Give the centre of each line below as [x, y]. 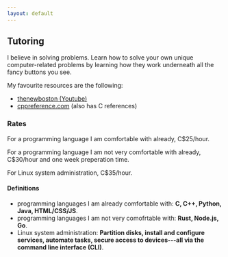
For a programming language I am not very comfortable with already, [104, 152]
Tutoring [26, 41]
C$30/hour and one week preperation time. [68, 159]
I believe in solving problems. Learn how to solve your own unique [100, 58]
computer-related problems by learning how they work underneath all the [111, 65]
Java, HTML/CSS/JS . [47, 210]
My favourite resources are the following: [65, 86]
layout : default [30, 13]
